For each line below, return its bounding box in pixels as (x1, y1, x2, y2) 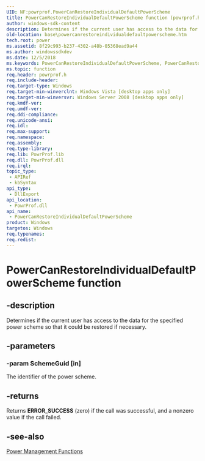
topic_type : (6, 168, 37, 174)
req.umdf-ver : (6, 105, 43, 112)
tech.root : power (6, 37, 51, 43)
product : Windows (6, 220, 51, 226)
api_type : (6, 186, 32, 192)
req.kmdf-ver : (6, 100, 43, 106)
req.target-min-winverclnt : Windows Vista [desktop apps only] (6, 89, 171, 95)
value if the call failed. (6, 414, 62, 421)
